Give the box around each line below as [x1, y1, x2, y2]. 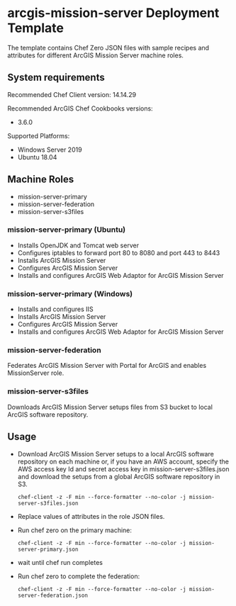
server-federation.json [17, 592, 89, 599]
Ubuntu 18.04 [17, 152, 57, 161]
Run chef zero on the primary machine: [17, 526, 133, 534]
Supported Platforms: [7, 131, 70, 140]
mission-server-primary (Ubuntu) [7, 225, 126, 235]
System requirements [7, 72, 105, 84]
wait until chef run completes [17, 558, 103, 566]
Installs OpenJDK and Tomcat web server [17, 241, 140, 249]
